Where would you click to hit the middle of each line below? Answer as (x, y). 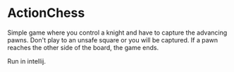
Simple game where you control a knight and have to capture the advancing (117, 32)
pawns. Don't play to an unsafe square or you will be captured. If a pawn (113, 40)
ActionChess (46, 13)
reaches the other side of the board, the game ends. (83, 47)
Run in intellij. (26, 61)
